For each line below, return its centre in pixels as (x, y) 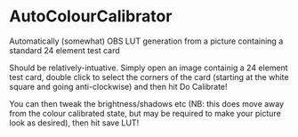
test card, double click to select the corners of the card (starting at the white (149, 77)
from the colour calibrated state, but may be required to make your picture (145, 113)
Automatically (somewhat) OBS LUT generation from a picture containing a (146, 41)
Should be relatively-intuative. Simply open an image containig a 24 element (149, 68)
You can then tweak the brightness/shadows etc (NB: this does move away (147, 103)
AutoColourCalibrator (91, 16)
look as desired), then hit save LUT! (74, 123)
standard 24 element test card (64, 50)
